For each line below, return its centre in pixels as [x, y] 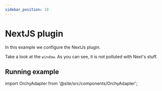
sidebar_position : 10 [27, 9]
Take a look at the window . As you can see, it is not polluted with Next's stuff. [81, 56]
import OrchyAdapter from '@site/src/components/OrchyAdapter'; [71, 84]
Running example [32, 72]
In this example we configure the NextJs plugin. [53, 47]
